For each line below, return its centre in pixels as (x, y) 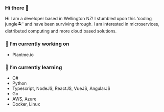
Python (19, 83)
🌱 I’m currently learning (34, 67)
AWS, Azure (24, 99)
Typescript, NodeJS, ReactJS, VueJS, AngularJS (61, 88)
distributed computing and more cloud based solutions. (61, 31)
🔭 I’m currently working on (37, 44)
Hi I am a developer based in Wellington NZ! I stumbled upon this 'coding (79, 19)
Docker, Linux (26, 104)
